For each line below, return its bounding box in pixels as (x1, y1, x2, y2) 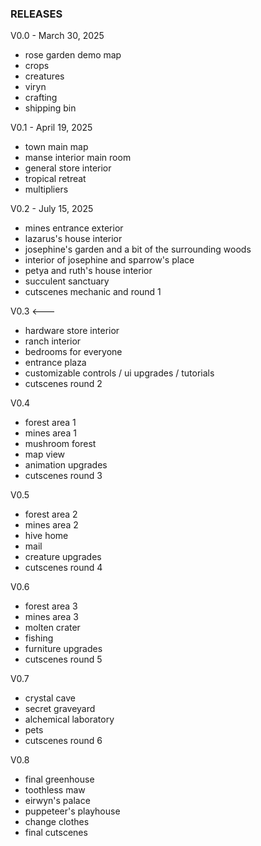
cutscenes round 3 (24, 470, 103, 482)
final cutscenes (24, 827, 88, 839)
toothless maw (24, 784, 86, 796)
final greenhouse (24, 773, 95, 786)
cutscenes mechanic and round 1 (24, 286, 162, 298)
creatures (24, 70, 65, 82)
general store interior (24, 162, 112, 174)
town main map (24, 141, 89, 153)
